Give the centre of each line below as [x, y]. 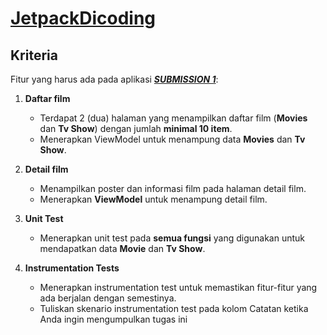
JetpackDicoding [83, 18]
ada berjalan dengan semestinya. [108, 298]
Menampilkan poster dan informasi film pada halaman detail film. [173, 188]
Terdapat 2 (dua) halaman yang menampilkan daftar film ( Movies [173, 118]
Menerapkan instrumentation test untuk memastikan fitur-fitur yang [178, 287]
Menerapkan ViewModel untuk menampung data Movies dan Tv [172, 139]
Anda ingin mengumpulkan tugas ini [113, 319]
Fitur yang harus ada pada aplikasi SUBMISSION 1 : [114, 79]
